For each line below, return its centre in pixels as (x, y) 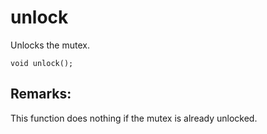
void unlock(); (42, 63)
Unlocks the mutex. (50, 45)
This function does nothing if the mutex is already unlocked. (134, 118)
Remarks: (41, 94)
